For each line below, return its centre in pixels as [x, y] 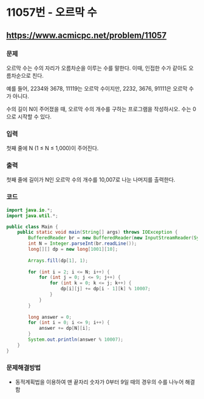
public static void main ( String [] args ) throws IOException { [97, 232]
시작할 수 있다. [34, 117]
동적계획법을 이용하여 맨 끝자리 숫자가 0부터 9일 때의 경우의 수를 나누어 [99, 382]
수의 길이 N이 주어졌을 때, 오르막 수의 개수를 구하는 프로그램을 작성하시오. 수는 [99, 109]
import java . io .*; [29, 210]
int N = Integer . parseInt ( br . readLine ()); [83, 244]
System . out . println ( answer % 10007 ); [76, 340]
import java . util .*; [32, 216]
